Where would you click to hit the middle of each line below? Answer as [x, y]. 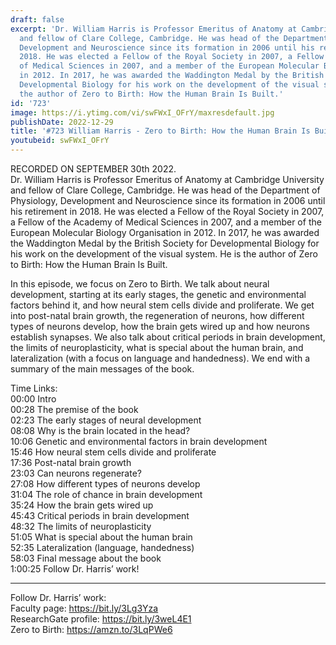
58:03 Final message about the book [86, 558]
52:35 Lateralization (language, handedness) [102, 547]
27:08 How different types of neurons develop [105, 484]
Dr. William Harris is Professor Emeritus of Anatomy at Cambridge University [167, 179]
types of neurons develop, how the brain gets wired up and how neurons [160, 326]
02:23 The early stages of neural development [106, 420]
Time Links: [34, 388]
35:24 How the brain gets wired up [82, 505]
